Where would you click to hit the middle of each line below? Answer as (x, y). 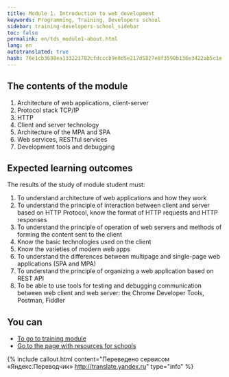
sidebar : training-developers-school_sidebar (73, 26)
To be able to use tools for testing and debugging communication (109, 286)
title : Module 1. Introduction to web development (81, 13)
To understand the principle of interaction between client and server (113, 205)
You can (25, 322)
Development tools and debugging (66, 147)
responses (32, 220)
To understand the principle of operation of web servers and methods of (119, 227)
